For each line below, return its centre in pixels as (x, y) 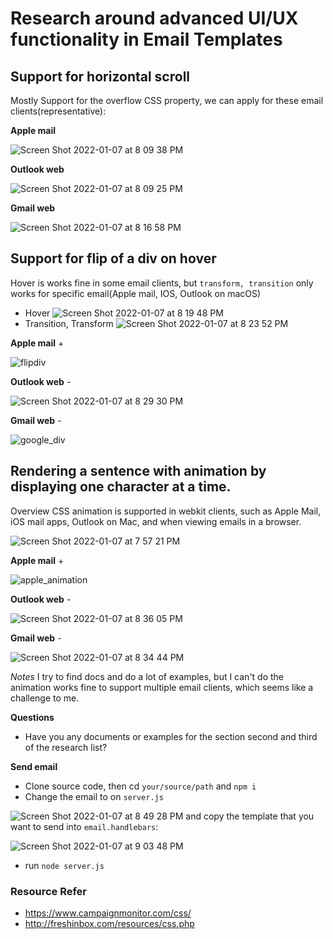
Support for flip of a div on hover (113, 258)
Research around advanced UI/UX (154, 18)
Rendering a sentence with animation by (138, 471)
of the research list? (66, 747)
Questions (32, 717)
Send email (34, 766)
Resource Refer (49, 891)
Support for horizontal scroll (100, 76)
